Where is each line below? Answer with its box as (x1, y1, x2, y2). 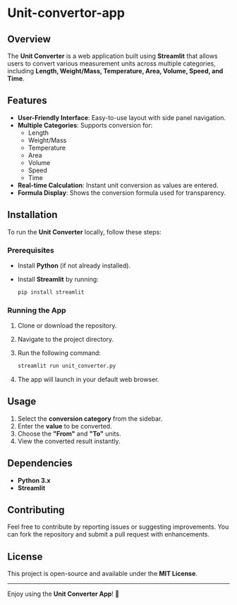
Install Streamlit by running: (17, 275, 99, 283)
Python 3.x (17, 476, 51, 484)
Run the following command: (17, 349, 101, 357)
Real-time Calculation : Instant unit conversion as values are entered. (17, 181, 219, 189)
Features (7, 95, 47, 107)
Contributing (7, 503, 65, 516)
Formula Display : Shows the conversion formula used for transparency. (17, 188, 226, 197)
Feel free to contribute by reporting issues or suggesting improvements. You (7, 522, 229, 531)
